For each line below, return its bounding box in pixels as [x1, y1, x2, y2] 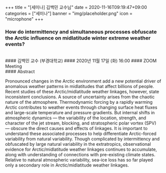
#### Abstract [5, 69, 35, 75]
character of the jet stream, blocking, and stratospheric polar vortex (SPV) [5, 120, 157, 126]
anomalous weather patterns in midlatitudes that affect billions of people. [5, 84, 155, 89]
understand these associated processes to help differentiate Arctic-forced [5, 130, 157, 137]
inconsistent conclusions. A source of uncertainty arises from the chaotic [5, 94, 155, 100]
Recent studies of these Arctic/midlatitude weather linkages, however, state [5, 88, 160, 95]
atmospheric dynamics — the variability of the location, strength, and [5, 115, 146, 121]
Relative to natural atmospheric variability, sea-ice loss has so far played [5, 157, 153, 163]
